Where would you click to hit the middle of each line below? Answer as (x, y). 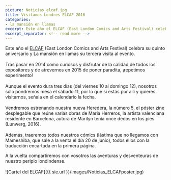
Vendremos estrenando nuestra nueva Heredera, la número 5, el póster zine (85, 108)
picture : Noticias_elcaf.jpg (36, 10)
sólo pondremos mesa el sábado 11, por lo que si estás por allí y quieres (80, 92)
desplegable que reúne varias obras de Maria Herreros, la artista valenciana (85, 113)
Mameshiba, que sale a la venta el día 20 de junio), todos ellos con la (78, 140)
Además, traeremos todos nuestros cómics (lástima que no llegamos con (82, 135)
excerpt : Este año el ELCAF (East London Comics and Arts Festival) (79, 29)
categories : (18, 19)
